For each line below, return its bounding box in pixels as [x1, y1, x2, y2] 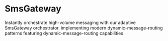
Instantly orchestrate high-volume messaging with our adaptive [5, 19, 136, 25]
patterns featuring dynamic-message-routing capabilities [5, 30, 124, 36]
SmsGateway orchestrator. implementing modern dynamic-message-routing [5, 24, 163, 30]
